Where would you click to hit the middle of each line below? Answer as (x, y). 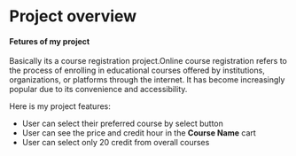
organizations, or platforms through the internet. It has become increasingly (147, 80)
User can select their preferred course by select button (123, 124)
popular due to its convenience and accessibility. (98, 90)
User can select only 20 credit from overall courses (116, 143)
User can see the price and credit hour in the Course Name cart (139, 133)
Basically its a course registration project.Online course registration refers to (148, 61)
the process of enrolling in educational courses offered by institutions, (137, 70)
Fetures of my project (50, 41)
